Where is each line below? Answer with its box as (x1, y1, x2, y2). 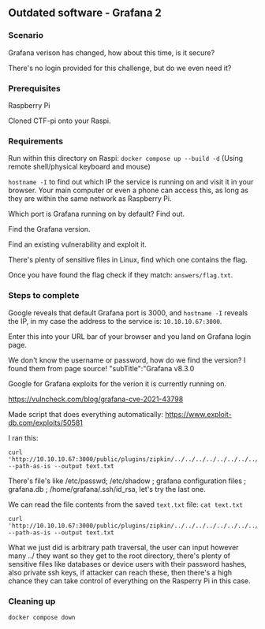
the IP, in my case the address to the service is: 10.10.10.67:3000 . (8, 316, 222, 326)
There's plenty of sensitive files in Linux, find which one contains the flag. (8, 255, 248, 265)
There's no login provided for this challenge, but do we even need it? (8, 63, 232, 73)
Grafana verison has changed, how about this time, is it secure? (8, 47, 215, 58)
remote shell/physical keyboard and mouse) (8, 162, 151, 172)
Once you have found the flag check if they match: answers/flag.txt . (8, 270, 233, 280)
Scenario (8, 30, 43, 41)
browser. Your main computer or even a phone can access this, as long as (8, 185, 248, 195)
